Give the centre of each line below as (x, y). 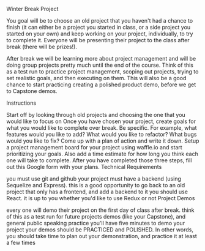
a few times (21, 242)
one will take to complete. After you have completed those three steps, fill (99, 160)
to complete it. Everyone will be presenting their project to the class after (98, 40)
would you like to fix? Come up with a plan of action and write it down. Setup (103, 141)
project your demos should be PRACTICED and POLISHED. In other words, (100, 230)
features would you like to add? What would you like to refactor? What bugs (102, 134)
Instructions (21, 103)
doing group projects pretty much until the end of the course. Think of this (100, 65)
